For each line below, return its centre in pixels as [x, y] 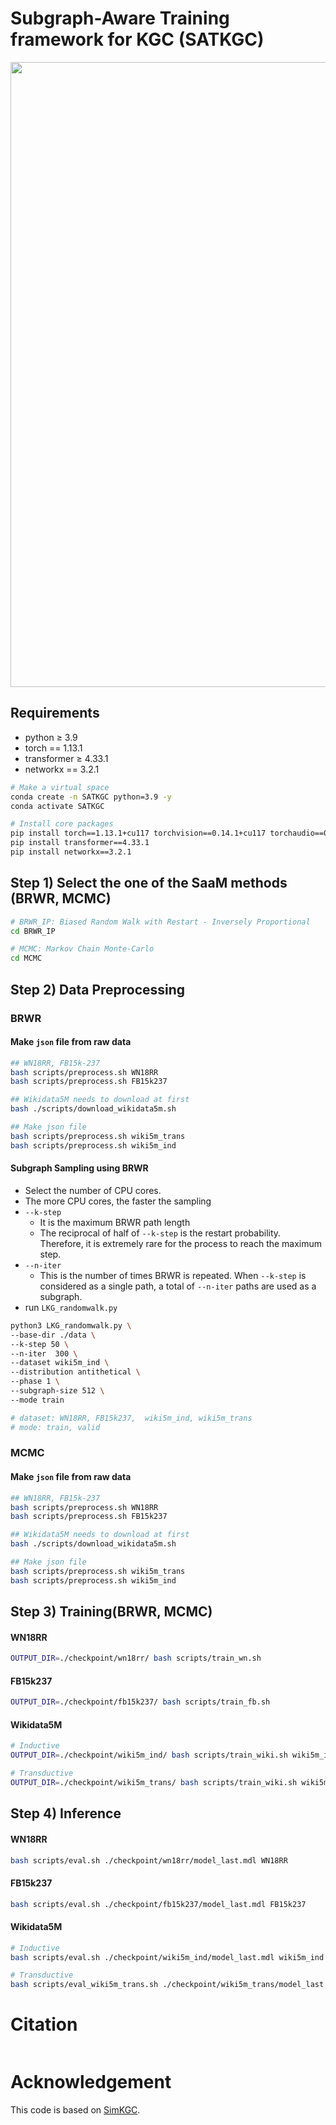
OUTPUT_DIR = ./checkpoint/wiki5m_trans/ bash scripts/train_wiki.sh [154, 1783]
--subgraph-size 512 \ [57, 1391]
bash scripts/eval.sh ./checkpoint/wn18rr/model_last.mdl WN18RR [149, 1860]
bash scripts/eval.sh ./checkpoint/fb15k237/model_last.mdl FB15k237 [158, 1904]
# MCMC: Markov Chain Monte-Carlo [82, 949]
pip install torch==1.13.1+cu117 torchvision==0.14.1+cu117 [138, 833]
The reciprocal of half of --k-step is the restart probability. [160, 1233]
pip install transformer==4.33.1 [80, 843]
